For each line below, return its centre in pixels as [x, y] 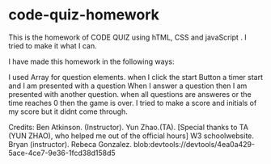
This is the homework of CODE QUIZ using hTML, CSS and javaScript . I [127, 37]
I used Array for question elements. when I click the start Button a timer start [135, 77]
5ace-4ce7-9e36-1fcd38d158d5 [62, 153]
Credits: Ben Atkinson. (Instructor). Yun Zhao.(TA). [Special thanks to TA [129, 127]
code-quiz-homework [84, 15]
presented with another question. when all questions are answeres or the [130, 94]
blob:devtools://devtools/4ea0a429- [194, 144]
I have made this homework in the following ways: [91, 61]
